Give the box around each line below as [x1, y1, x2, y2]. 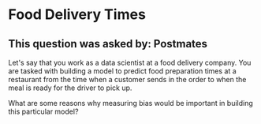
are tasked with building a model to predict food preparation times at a [8, 66, 237, 76]
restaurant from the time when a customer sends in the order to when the [8, 75, 247, 84]
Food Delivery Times [8, 6, 146, 24]
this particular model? [8, 107, 79, 116]
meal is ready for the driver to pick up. [8, 83, 132, 92]
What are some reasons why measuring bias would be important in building [8, 99, 254, 107]
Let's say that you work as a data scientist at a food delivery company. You [8, 58, 252, 67]
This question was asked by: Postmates [8, 37, 207, 51]
